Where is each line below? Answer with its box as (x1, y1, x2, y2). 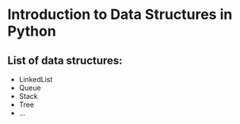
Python (7, 22, 56, 40)
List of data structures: (7, 54, 124, 67)
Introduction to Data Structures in (7, 6, 233, 24)
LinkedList (18, 75, 53, 84)
